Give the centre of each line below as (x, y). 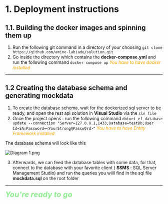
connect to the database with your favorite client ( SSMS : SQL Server (84, 168)
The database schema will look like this (45, 143)
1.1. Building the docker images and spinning (75, 28)
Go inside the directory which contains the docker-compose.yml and (84, 57)
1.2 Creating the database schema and (66, 88)
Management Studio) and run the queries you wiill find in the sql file (82, 173)
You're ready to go (39, 194)
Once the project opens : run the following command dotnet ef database (87, 118)
